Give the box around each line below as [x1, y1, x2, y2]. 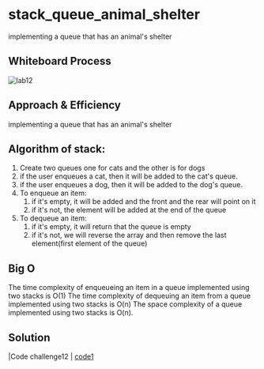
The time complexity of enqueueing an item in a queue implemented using [8, 283, 251, 292]
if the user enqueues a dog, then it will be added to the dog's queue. [19, 180, 243, 190]
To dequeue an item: [19, 213, 87, 223]
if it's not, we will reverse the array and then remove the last [31, 231, 227, 240]
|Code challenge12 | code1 [8, 352, 94, 361]
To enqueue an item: [19, 188, 87, 198]
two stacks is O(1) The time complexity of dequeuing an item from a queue [8, 291, 251, 301]
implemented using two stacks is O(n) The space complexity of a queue [8, 299, 243, 309]
